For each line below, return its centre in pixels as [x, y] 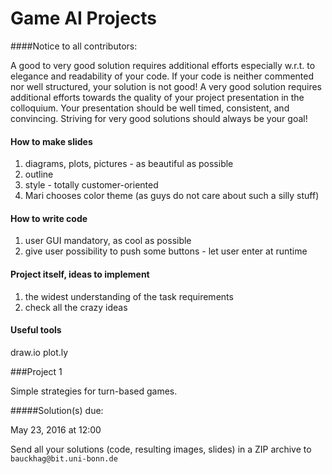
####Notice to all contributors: [74, 46]
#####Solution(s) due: [57, 410]
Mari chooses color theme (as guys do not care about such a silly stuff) [172, 196]
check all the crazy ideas [76, 307]
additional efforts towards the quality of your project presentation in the [157, 97]
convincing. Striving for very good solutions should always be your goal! [159, 118]
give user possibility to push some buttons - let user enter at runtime [166, 251]
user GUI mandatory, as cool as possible [108, 241]
